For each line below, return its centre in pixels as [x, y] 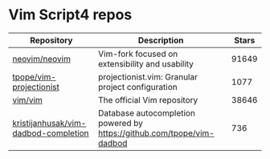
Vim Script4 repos [70, 15]
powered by [120, 123]
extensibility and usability [146, 63]
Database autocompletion [146, 112]
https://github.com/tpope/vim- [156, 132]
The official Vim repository [148, 100]
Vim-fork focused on [138, 54]
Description [161, 40]
